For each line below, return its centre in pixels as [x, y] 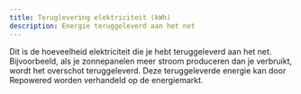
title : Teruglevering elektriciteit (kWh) [90, 17]
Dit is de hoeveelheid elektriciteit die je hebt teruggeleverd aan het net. [141, 51]
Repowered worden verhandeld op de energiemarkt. [106, 80]
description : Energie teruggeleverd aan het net [102, 26]
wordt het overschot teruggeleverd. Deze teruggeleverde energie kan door [148, 70]
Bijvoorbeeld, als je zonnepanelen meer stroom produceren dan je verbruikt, [151, 61]
